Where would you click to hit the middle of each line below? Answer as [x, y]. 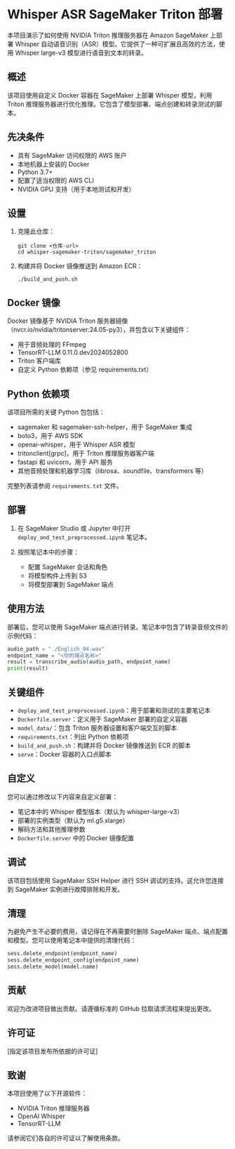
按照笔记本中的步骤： [48, 552]
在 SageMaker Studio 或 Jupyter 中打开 [74, 528]
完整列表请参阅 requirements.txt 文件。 [65, 486]
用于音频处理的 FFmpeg [52, 345]
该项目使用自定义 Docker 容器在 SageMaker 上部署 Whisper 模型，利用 [110, 95]
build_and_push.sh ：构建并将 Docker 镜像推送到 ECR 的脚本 [104, 745]
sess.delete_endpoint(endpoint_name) [62, 954]
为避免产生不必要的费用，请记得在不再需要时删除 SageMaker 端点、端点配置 [117, 931]
